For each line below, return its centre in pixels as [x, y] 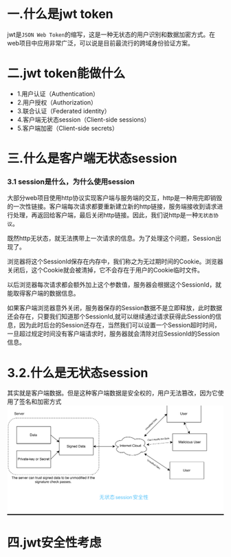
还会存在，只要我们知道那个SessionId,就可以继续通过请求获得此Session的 [111, 316]
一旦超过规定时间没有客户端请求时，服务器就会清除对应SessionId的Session [113, 334]
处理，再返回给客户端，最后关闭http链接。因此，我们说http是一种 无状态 [113, 215]
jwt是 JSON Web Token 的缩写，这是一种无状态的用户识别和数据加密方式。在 [111, 34]
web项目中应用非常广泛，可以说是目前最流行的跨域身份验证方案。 [100, 43]
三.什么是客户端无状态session [92, 159]
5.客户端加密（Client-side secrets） [67, 128]
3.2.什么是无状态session [78, 373]
